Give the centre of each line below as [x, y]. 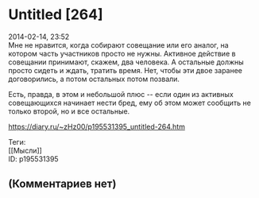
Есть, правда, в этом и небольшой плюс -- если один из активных [121, 94]
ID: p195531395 [33, 159]
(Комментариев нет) [62, 184]
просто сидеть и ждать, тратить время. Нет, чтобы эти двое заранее [126, 70]
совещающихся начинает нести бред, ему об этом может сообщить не [130, 103]
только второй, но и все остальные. [69, 111]
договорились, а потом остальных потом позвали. [94, 79]
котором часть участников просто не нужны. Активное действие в [122, 53]
